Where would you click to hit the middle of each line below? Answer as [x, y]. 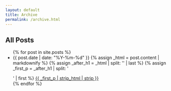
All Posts [20, 40]
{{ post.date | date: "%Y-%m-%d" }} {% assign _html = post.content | [86, 58]
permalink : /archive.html [33, 19]
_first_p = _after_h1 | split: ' [41, 69]
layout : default [22, 10]
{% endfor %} [27, 84]
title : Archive [21, 15]
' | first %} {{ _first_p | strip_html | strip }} [56, 78]
